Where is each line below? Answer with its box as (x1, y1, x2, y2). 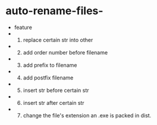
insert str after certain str (23, 99, 84, 106)
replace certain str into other (23, 36, 93, 43)
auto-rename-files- (5, 4, 103, 18)
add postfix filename (23, 74, 74, 81)
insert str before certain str (23, 86, 90, 94)
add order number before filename (23, 49, 108, 56)
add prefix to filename (23, 61, 77, 69)
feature (14, 24, 32, 31)
